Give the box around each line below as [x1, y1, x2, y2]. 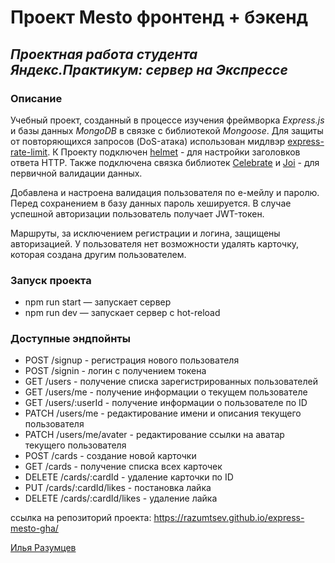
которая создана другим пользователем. [10, 248, 187, 260]
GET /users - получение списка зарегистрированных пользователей [24, 376, 318, 388]
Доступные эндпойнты [10, 332, 131, 346]
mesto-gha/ [10, 522, 59, 535]
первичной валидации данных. [10, 167, 143, 179]
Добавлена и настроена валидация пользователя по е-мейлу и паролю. [10, 186, 320, 198]
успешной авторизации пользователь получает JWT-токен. [10, 207, 265, 220]
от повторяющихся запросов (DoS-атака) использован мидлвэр [10, 135, 286, 147]
